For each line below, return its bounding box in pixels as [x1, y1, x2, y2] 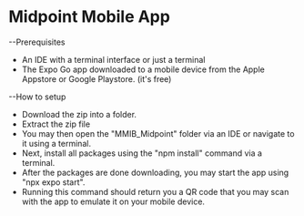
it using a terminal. [21, 138, 92, 149]
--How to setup [8, 91, 66, 102]
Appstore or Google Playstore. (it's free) [21, 73, 172, 84]
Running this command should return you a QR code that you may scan [21, 186, 289, 197]
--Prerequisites [8, 36, 66, 47]
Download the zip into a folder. [21, 108, 137, 119]
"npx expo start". [21, 176, 86, 188]
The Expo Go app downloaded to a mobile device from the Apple [21, 64, 265, 75]
